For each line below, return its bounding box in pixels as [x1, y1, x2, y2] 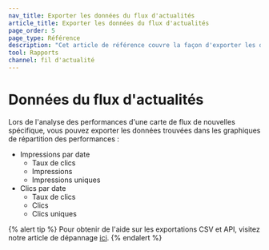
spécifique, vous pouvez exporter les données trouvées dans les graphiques [8, 125, 261, 135]
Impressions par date [19, 149, 90, 159]
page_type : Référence [8, 34, 81, 42]
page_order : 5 [8, 26, 56, 34]
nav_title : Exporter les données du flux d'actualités [8, 11, 195, 20]
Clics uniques [31, 208, 78, 218]
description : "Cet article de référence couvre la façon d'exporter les [8, 42, 256, 50]
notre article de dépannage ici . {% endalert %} [8, 232, 163, 242]
